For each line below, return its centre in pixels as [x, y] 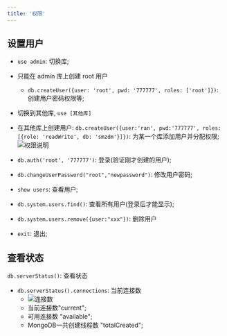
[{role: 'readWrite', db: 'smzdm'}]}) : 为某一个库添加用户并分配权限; [118, 137]
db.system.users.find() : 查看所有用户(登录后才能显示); [96, 204]
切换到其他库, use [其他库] [54, 113]
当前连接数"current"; [57, 308]
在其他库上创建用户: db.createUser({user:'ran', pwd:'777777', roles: [119, 128]
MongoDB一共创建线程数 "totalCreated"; [85, 325]
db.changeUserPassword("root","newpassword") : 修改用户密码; [105, 175]
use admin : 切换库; [43, 61]
